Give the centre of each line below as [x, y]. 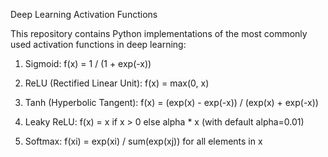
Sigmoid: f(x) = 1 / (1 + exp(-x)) [88, 63]
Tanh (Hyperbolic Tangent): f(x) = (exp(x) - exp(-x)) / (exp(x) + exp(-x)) [171, 102]
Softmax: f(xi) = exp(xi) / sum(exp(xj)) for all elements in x [143, 141]
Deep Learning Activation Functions [84, 14]
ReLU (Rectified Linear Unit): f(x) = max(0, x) [117, 83]
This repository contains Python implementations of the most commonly [159, 33]
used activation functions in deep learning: [98, 44]
